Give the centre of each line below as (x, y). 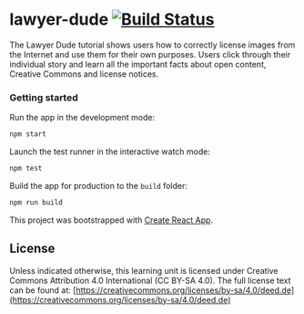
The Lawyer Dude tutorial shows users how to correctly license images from (152, 45)
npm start (28, 134)
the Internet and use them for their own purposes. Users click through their (150, 54)
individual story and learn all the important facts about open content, (138, 64)
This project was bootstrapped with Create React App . (111, 220)
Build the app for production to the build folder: (99, 185)
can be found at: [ (43, 290)
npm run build (36, 202)
